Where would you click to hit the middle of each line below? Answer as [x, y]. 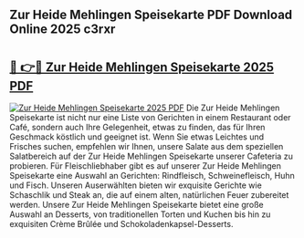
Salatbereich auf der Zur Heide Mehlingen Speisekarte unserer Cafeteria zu [152, 156]
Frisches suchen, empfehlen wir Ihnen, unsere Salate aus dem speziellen [147, 146]
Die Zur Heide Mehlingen [233, 108]
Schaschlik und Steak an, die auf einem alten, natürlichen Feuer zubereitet [149, 195]
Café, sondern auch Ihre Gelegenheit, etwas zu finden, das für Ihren [137, 127]
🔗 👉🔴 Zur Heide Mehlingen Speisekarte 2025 [142, 67]
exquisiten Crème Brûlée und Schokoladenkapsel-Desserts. [121, 224]
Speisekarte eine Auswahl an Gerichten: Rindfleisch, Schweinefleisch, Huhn [152, 176]
